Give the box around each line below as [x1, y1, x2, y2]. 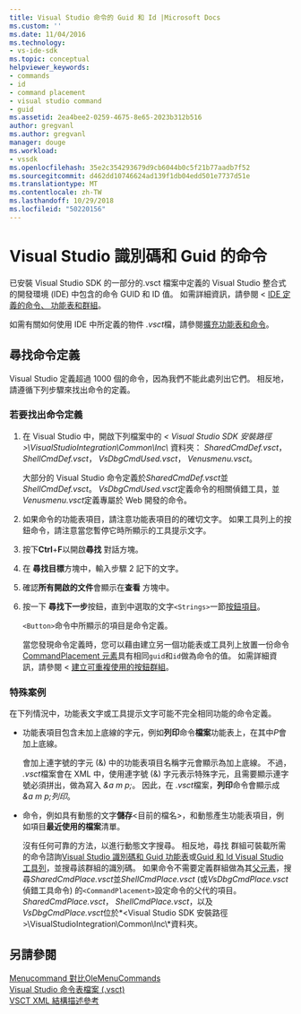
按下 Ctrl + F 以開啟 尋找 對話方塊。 [21, 544, 143, 554]
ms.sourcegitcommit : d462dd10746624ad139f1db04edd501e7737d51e [9, 171, 251, 180]
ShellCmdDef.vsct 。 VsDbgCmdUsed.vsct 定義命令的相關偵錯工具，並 [21, 483, 280, 494]
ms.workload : [9, 146, 58, 155]
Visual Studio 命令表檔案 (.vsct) [9, 984, 125, 994]
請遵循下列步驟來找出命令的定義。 [9, 384, 135, 395]
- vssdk [9, 154, 39, 164]
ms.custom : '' [9, 21, 63, 30]
